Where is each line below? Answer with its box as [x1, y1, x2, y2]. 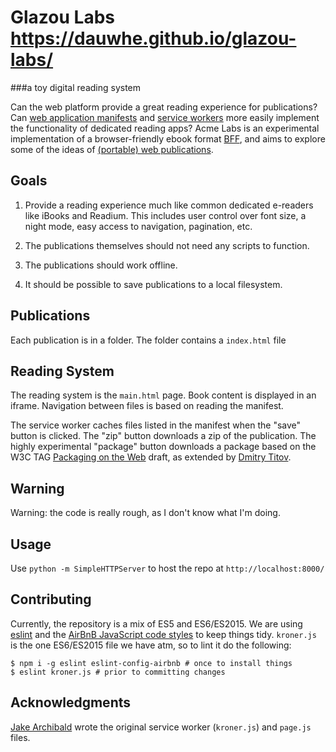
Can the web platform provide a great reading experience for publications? [10, 101, 318, 113]
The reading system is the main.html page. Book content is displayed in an [10, 389, 317, 401]
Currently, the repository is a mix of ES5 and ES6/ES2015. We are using [10, 617, 303, 630]
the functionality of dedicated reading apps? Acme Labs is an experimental [10, 122, 320, 134]
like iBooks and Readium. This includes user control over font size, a [24, 209, 307, 221]
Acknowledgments [10, 694, 132, 711]
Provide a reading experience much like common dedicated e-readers [24, 199, 314, 211]
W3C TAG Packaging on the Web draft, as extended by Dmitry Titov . [10, 451, 292, 463]
